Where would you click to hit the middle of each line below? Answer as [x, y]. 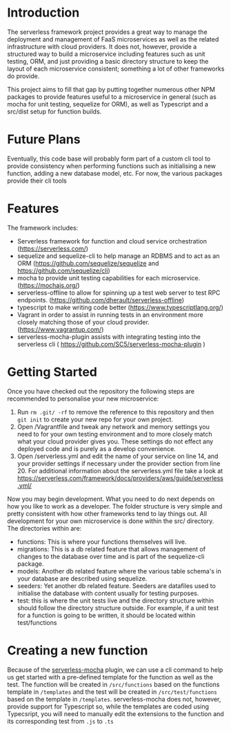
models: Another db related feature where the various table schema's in [119, 571]
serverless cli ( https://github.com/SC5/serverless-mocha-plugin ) [111, 344]
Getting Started [52, 372]
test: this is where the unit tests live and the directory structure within [115, 601]
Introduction [43, 13]
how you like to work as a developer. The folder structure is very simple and [115, 506]
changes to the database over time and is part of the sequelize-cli [111, 556]
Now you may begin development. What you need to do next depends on [111, 499]
